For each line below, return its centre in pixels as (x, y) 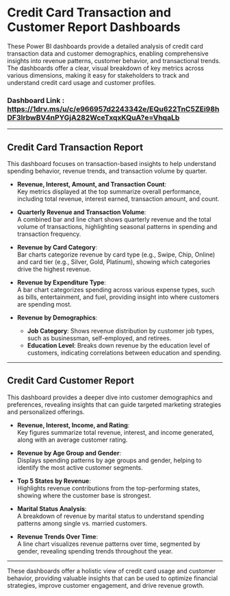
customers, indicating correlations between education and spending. (124, 353)
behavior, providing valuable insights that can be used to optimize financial (112, 578)
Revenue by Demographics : (57, 318)
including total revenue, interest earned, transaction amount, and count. (118, 199)
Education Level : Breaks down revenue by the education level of (118, 346)
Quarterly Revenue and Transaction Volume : (81, 212)
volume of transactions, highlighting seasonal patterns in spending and (117, 227)
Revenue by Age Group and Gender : (69, 453)
